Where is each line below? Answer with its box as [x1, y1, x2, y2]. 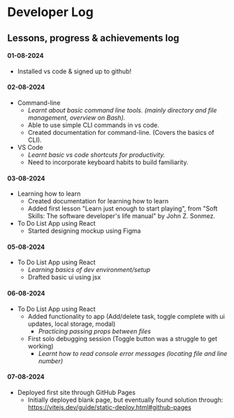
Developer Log [7, 4, 94, 20]
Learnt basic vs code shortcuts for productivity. [27, 150, 166, 159]
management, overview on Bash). [27, 113, 126, 122]
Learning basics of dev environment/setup [27, 266, 151, 274]
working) [27, 342, 54, 350]
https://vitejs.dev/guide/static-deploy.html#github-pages [27, 403, 192, 411]
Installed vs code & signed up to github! [17, 67, 131, 75]
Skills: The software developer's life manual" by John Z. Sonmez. [27, 212, 215, 220]
